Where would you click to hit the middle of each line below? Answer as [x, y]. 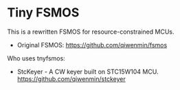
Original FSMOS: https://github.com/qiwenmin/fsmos [92, 45]
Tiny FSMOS [43, 13]
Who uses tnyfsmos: [36, 58]
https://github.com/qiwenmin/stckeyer [71, 79]
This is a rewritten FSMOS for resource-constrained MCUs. [91, 32]
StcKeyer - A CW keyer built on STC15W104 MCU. [88, 71]
